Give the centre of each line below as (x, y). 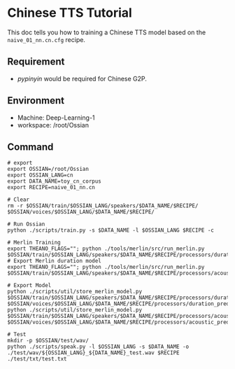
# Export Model (29, 286)
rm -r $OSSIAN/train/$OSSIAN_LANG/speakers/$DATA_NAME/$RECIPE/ (103, 206)
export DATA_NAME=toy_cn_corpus (54, 181)
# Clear (19, 200)
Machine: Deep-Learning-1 (56, 118)
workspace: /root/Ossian (53, 125)
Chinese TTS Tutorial (70, 13)
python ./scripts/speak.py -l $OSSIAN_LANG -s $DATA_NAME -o (98, 347)
